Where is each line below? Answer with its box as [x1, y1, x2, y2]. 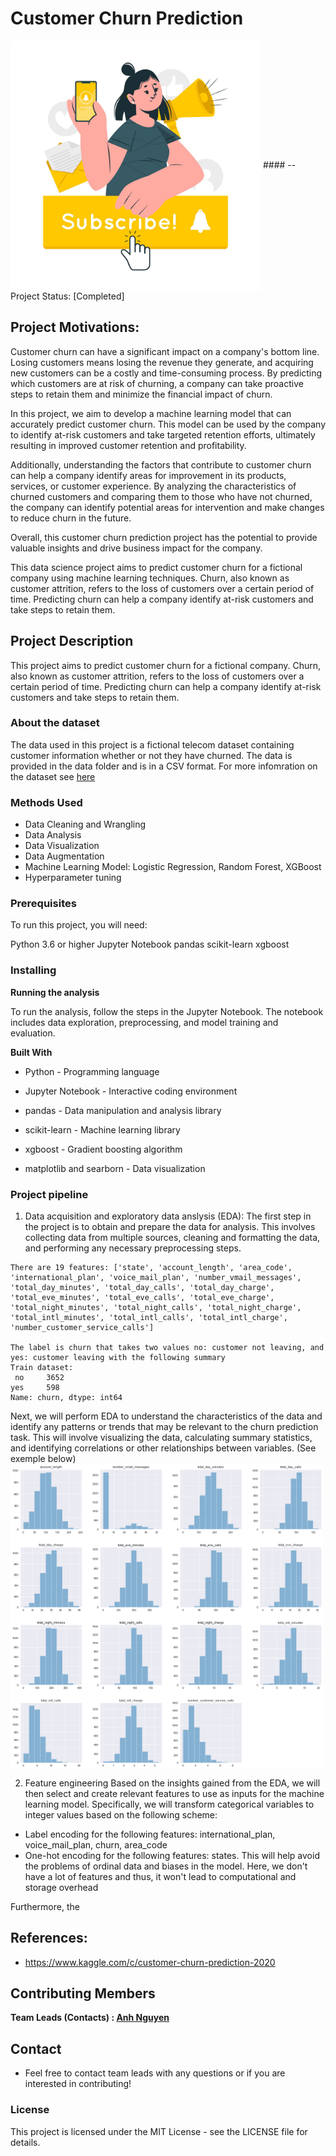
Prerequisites [10, 897, 77, 911]
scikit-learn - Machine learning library [24, 1123, 181, 1136]
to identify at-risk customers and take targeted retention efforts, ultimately [10, 428, 316, 441]
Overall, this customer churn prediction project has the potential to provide [10, 531, 318, 543]
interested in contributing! [24, 2078, 132, 2090]
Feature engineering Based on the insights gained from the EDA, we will [24, 1777, 321, 1789]
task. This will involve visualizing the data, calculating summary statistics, [10, 1432, 313, 1444]
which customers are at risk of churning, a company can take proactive [10, 377, 304, 389]
